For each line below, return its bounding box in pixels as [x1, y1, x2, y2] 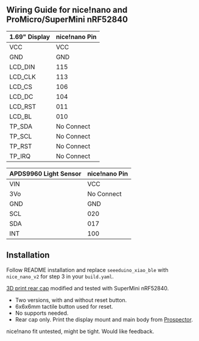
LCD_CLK [9, 73, 37, 81]
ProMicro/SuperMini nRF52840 [6, 15, 128, 25]
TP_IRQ [9, 152, 31, 160]
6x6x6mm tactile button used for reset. [15, 303, 114, 310]
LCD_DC [9, 92, 33, 101]
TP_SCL [9, 132, 32, 140]
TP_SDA [9, 122, 33, 131]
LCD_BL [9, 112, 32, 121]
